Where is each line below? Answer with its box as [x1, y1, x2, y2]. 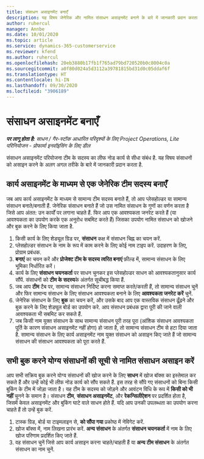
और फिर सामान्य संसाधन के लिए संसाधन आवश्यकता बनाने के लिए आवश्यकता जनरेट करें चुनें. [15, 290, 193, 297]
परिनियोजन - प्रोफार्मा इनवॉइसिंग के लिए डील [6, 141, 91, 149]
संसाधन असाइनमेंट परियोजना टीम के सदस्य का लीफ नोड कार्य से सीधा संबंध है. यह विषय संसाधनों [6, 154, 192, 162]
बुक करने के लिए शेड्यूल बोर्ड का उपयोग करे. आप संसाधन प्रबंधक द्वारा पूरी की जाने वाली [15, 303, 182, 311]
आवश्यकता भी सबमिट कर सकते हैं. [15, 310, 83, 318]
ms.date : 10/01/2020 [6, 32, 59, 38]
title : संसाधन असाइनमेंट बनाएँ [6, 9, 68, 15]
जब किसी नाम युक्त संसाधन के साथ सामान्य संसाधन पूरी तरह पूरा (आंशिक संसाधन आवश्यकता [15, 317, 194, 324]
